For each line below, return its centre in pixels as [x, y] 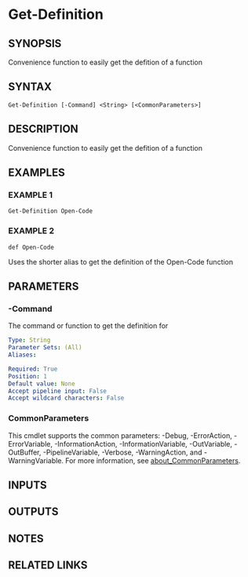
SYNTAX [30, 87]
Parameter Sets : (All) [45, 348]
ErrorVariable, [31, 444]
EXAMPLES [36, 173]
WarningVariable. [36, 460]
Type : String [29, 340]
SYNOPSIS [35, 44]
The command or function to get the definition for [88, 326]
